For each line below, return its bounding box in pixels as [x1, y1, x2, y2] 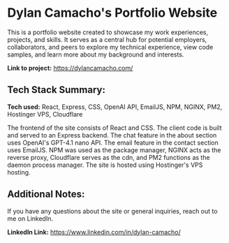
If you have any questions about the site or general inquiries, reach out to [7, 207, 218, 215]
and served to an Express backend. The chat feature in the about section [7, 131, 217, 139]
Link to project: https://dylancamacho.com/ [7, 64, 133, 72]
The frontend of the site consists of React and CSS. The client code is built [7, 124, 222, 132]
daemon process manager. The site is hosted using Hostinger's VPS [7, 161, 203, 169]
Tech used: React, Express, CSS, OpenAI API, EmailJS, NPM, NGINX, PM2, [7, 103, 223, 111]
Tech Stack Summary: [7, 84, 106, 96]
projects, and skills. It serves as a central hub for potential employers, [7, 35, 207, 43]
